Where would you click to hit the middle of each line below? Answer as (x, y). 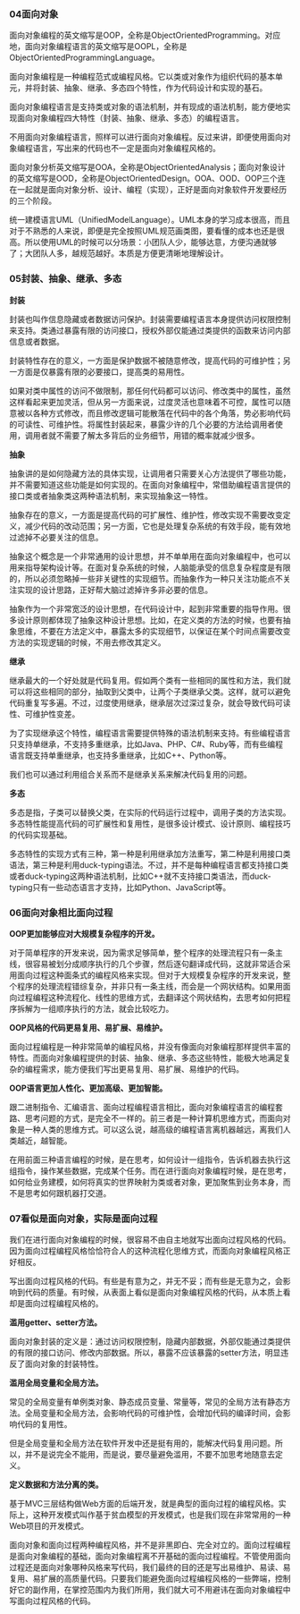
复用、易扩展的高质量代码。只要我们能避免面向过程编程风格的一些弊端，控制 (150, 1579)
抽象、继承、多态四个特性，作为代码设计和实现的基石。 (166, 88)
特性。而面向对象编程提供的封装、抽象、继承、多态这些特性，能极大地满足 (146, 1058)
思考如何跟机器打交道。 (68, 1193)
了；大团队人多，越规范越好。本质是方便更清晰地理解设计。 (119, 253)
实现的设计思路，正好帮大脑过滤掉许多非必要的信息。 (114, 590)
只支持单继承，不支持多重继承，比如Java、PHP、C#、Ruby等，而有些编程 (146, 743)
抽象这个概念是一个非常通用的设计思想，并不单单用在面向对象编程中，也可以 (150, 556)
